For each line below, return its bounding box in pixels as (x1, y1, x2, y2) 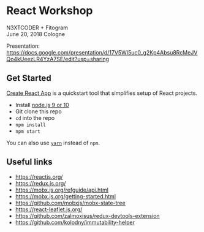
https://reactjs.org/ (15, 173, 63, 181)
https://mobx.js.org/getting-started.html (15, 192, 116, 200)
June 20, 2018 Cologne (6, 30, 66, 37)
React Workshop (6, 4, 93, 18)
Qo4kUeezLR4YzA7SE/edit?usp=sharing (6, 55, 109, 62)
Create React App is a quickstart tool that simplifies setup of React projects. (6, 89, 198, 97)
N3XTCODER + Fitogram (6, 24, 69, 31)
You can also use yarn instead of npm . (6, 139, 100, 146)
